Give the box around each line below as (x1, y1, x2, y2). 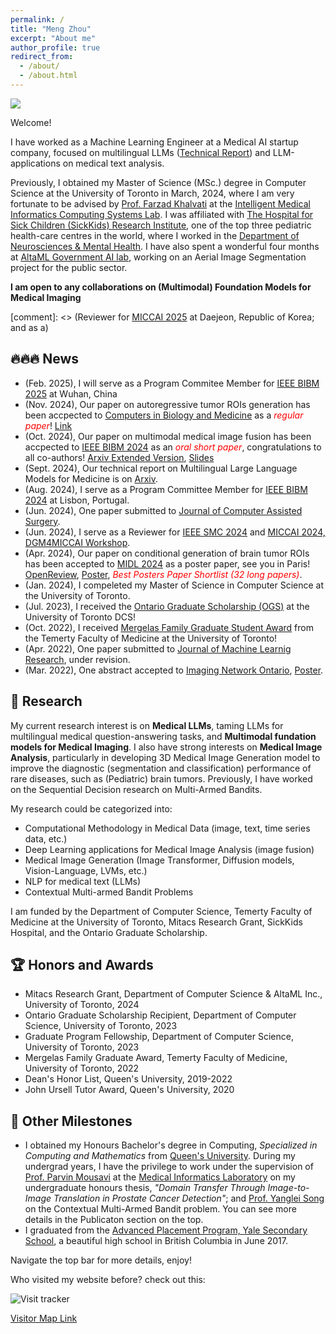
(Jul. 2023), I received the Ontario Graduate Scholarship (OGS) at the (24, 600, 310, 612)
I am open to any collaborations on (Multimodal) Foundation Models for (10, 281, 312, 293)
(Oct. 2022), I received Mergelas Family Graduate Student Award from (24, 621, 314, 633)
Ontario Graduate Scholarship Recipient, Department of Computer (24, 1009, 297, 1021)
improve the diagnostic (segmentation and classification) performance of (10, 762, 312, 774)
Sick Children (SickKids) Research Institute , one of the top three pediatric (10, 219, 312, 231)
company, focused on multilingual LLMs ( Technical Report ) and (10, 146, 271, 158)
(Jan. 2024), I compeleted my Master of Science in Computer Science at (24, 579, 325, 591)
